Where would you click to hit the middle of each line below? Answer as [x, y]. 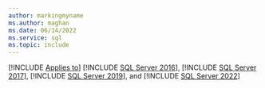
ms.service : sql [35, 38]
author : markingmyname [46, 15]
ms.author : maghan [39, 23]
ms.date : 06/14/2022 [43, 30]
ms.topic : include [39, 45]
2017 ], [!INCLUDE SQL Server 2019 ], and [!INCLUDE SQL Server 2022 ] [125, 76]
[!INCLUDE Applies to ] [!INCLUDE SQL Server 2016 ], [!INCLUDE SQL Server [132, 67]
